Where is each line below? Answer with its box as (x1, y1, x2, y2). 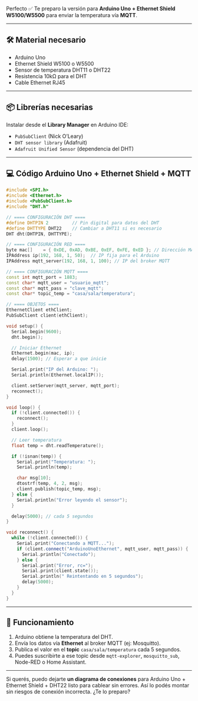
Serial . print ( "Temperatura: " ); (16, 459, 96, 465)
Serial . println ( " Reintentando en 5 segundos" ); (21, 574, 144, 580)
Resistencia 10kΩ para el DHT (14, 72, 87, 79)
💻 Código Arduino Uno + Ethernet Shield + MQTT (6, 169, 192, 179)
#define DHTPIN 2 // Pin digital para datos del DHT (6, 220, 160, 226)
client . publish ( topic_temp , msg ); (16, 486, 101, 492)
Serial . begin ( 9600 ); (11, 329, 62, 335)
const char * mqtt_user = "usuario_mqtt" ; (6, 279, 110, 286)
